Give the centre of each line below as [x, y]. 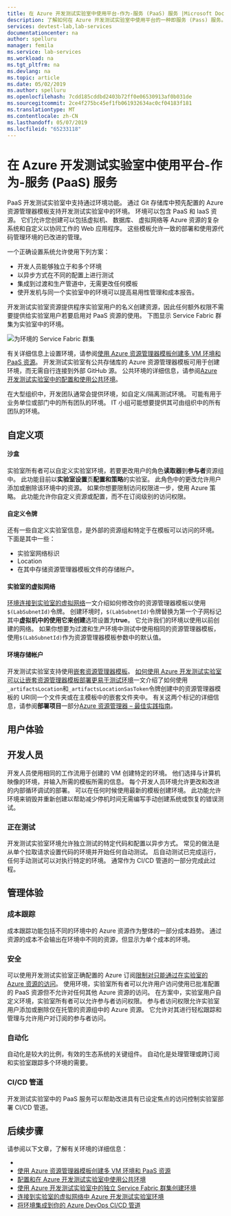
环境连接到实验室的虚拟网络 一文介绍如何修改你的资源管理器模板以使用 [107, 603]
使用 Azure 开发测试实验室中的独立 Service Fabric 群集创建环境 [107, 1188]
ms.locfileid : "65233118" [44, 129]
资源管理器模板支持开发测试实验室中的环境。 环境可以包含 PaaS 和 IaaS [108, 212]
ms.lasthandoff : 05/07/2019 [47, 122]
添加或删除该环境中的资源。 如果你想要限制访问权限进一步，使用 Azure [108, 487]
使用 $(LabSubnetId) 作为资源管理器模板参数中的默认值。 [86, 638]
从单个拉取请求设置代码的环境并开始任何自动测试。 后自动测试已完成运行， [113, 852]
